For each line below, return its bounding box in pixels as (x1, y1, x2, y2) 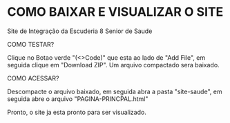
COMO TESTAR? (7, 40, 55, 48)
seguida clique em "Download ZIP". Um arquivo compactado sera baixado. (7, 60, 220, 69)
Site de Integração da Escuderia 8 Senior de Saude (7, 27, 153, 35)
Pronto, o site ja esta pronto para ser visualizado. (7, 108, 146, 116)
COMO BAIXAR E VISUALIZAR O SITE (7, 4, 224, 20)
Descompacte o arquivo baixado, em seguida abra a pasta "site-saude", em (7, 87, 222, 96)
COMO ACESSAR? (7, 74, 59, 82)
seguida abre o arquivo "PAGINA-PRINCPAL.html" (7, 94, 148, 103)
